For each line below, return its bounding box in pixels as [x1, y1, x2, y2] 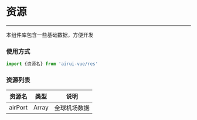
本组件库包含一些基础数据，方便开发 [6, 31, 94, 38]
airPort [9, 104, 28, 112]
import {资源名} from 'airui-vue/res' [6, 61, 98, 67]
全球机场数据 [54, 104, 90, 112]
